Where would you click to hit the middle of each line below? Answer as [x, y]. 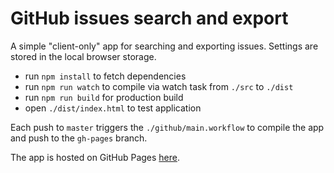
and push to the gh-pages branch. [79, 138]
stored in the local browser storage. [83, 56]
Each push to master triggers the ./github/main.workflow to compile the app [167, 127]
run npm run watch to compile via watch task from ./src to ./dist [159, 86]
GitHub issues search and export [149, 18]
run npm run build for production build [104, 97]
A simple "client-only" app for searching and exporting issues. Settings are [164, 46]
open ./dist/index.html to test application [113, 108]
